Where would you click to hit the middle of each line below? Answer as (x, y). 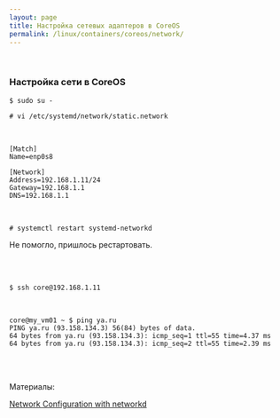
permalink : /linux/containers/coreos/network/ (97, 34)
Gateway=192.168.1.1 (47, 187)
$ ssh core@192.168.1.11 (55, 288)
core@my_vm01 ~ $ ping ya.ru (63, 320)
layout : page (33, 17)
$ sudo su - (31, 100)
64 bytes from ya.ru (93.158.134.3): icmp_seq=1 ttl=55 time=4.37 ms (140, 335)
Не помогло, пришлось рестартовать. (81, 244)
